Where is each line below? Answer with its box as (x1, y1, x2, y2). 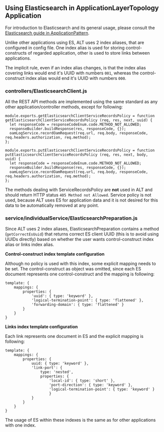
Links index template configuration (5, 324, 78, 330)
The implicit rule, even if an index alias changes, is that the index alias (5, 65, 146, 70)
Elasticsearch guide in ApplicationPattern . (5, 30, 90, 36)
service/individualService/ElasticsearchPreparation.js (5, 215, 138, 222)
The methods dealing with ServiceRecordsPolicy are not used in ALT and (5, 187, 153, 193)
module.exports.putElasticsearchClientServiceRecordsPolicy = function (5, 148, 155, 153)
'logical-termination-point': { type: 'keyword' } (49, 387, 155, 392)
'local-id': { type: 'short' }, (49, 378, 115, 383)
